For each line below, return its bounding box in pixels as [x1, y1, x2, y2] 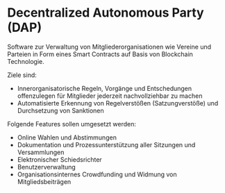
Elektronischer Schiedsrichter [17, 155, 102, 164]
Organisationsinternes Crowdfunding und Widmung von [17, 170, 177, 178]
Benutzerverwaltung [17, 162, 76, 171]
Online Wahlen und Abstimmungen [17, 133, 117, 142]
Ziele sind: [7, 71, 37, 79]
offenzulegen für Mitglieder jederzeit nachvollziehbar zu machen [17, 92, 203, 100]
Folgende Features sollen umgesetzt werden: [7, 119, 137, 128]
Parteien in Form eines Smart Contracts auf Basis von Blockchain [7, 50, 193, 58]
